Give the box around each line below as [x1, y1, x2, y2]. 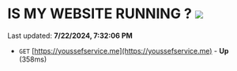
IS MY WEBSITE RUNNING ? [7, 5, 193, 23]
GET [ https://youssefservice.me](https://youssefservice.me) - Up [18, 46, 229, 55]
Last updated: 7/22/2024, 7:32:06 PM [7, 31, 134, 40]
